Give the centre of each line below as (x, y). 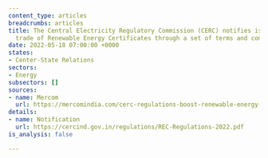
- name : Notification (44, 120)
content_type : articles (48, 16)
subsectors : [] (33, 82)
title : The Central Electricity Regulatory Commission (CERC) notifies (130, 30)
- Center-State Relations (51, 61)
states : (21, 53)
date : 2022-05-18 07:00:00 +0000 (64, 45)
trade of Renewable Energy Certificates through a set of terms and (132, 38)
